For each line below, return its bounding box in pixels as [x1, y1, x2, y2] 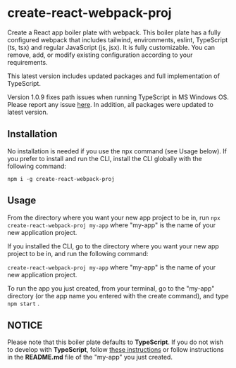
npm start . [7, 299, 40, 307]
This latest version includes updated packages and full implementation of [7, 72, 221, 80]
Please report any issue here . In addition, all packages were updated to [7, 100, 213, 108]
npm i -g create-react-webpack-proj [7, 175, 115, 182]
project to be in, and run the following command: [7, 249, 149, 258]
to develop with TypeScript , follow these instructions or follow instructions [7, 345, 224, 354]
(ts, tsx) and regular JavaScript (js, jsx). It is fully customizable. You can [7, 43, 215, 51]
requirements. [7, 58, 48, 66]
